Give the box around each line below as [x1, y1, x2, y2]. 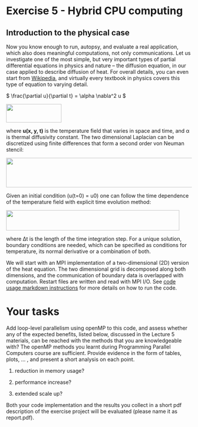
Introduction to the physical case [6, 28, 130, 38]
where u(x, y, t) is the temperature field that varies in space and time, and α [6, 127, 190, 134]
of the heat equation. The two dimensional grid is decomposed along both [6, 265, 186, 272]
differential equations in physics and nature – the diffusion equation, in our [6, 62, 187, 69]
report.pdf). [6, 414, 34, 421]
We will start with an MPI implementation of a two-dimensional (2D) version [6, 260, 189, 266]
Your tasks [6, 305, 60, 318]
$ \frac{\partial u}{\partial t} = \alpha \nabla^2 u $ [6, 93, 126, 99]
